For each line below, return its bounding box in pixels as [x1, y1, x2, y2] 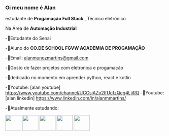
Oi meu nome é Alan [5, 4, 56, 11]
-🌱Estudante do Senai [5, 35, 51, 42]
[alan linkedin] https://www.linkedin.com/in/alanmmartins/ [5, 95, 126, 101]
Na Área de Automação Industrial [5, 25, 77, 31]
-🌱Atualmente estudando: [5, 105, 59, 111]
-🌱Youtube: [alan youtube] [5, 84, 61, 90]
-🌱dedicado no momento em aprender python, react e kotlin [5, 75, 131, 81]
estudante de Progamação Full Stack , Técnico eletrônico [5, 16, 126, 22]
